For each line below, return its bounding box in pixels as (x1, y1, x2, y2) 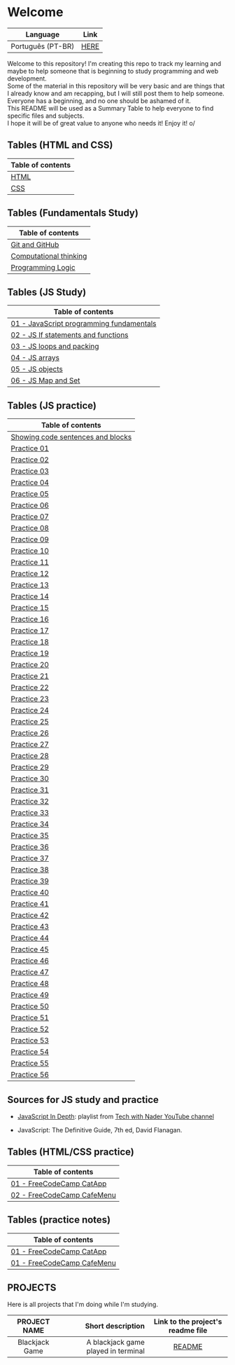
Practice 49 (10, 990, 49, 1000)
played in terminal (86, 1346, 145, 1356)
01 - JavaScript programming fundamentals (10, 319, 157, 329)
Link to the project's (153, 1317, 222, 1326)
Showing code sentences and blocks (10, 432, 132, 442)
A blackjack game (86, 1338, 145, 1347)
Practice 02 (10, 455, 49, 465)
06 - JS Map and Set (10, 376, 80, 385)
